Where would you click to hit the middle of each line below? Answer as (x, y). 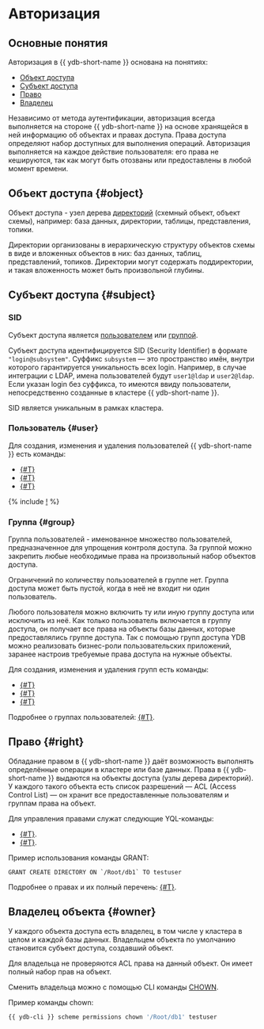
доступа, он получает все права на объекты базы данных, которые (122, 629)
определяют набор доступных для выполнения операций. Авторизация (129, 143)
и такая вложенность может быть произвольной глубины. (106, 270)
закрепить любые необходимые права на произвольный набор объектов (132, 557)
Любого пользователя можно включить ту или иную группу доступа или (131, 612)
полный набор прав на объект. (60, 971)
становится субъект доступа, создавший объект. (91, 947)
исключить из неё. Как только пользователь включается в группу (120, 621)
